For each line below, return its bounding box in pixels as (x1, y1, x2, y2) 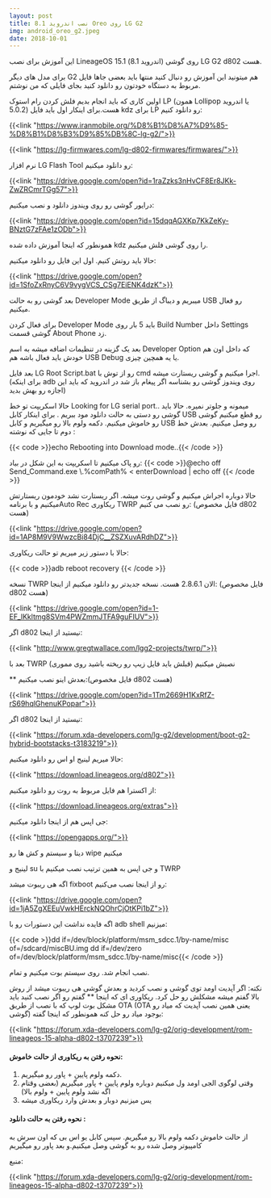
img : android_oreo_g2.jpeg (9, 27, 100, 35)
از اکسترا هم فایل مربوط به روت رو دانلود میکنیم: (9, 785, 156, 795)
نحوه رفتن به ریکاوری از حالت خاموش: (9, 1051, 123, 1062)
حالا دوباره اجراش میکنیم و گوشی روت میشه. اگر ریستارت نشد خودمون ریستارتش (9, 491, 256, 501)
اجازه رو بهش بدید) (9, 385, 67, 396)
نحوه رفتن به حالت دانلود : (9, 1114, 86, 1124)
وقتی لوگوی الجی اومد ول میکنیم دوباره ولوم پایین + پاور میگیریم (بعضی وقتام (20, 1079, 254, 1088)
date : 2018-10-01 (9, 34, 68, 43)
